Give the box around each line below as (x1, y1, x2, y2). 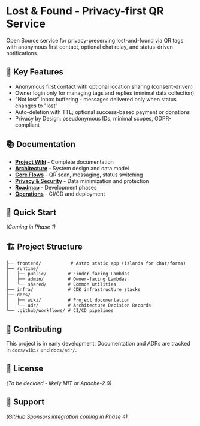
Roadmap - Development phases (14, 184, 97, 191)
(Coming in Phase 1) (6, 223, 56, 230)
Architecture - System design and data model (14, 164, 129, 172)
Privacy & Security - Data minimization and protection (14, 177, 149, 184)
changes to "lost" (14, 102, 58, 109)
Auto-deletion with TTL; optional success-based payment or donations (14, 108, 190, 115)
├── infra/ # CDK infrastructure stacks (6, 287, 141, 293)
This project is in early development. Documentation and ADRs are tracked (6, 340, 190, 347)
